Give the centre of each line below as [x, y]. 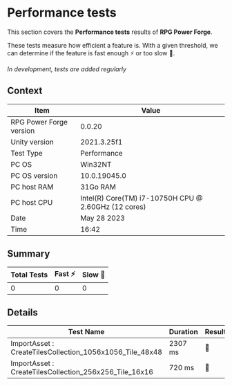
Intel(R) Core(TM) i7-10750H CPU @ [142, 198]
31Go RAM [98, 187]
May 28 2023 [103, 218]
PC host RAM [32, 187]
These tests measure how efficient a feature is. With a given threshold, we [113, 45]
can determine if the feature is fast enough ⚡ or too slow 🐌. [91, 53]
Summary [29, 254]
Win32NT [96, 164]
